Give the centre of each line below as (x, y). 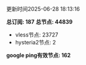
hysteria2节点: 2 (35, 42)
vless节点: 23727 (37, 35)
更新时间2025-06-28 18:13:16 (43, 9)
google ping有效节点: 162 (39, 55)
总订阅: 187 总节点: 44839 (40, 22)
